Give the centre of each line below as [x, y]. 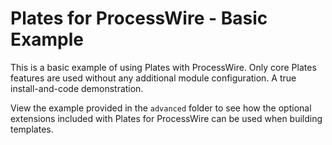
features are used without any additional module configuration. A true [153, 78]
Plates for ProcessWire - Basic [139, 18]
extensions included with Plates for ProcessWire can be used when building [166, 118]
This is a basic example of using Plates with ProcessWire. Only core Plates [163, 67]
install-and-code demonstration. [77, 88]
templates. [32, 129]
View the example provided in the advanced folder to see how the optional [161, 108]
